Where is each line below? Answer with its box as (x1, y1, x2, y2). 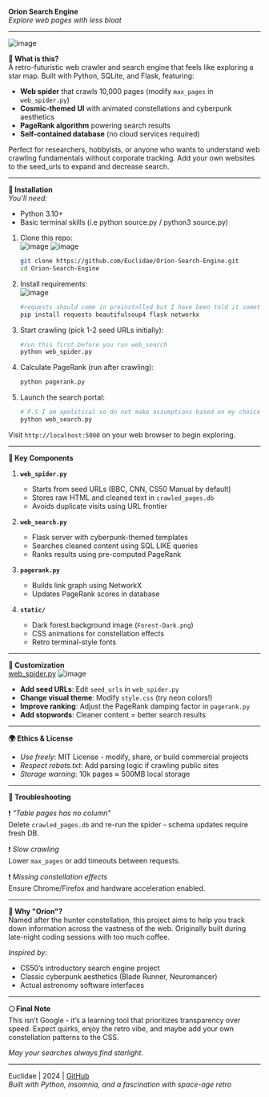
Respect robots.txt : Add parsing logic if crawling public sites (19, 760, 219, 770)
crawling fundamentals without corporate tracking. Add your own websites (8, 153, 255, 163)
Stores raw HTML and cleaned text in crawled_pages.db (31, 493, 215, 502)
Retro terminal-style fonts (31, 637, 117, 647)
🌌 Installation (8, 185, 54, 194)
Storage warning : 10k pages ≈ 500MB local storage (19, 769, 191, 778)
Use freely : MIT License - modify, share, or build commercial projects (19, 752, 249, 762)
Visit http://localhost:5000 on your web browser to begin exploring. (8, 429, 236, 440)
